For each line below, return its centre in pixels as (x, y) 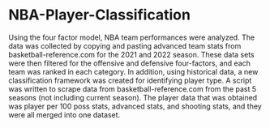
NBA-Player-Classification (99, 15)
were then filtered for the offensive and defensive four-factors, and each (130, 63)
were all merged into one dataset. (64, 114)
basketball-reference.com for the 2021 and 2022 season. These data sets (131, 54)
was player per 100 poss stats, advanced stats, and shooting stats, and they (135, 106)
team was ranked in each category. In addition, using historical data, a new (133, 71)
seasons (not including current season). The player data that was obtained (133, 97)
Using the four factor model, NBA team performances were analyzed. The (132, 37)
